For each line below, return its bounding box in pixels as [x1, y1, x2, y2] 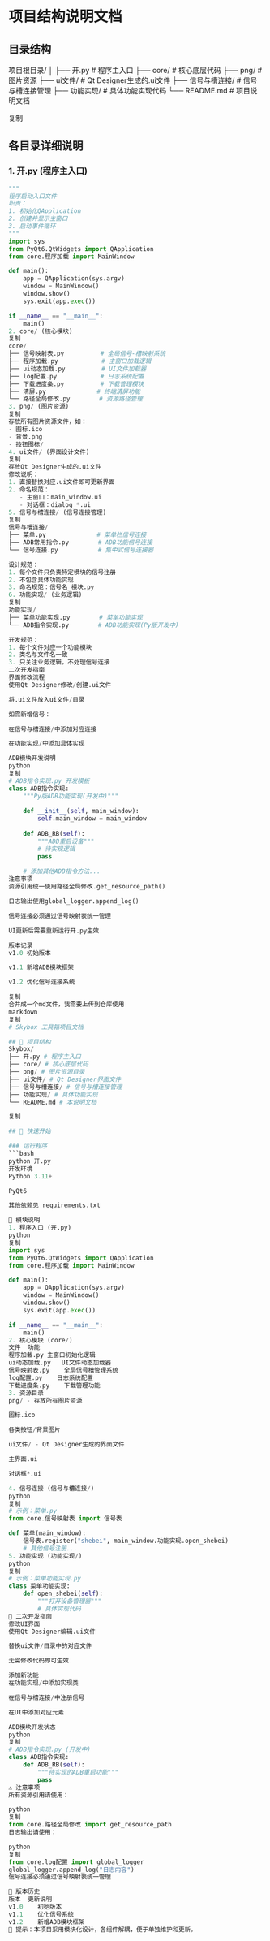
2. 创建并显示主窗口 [8, 214, 68, 223]
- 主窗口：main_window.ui [19, 493, 102, 501]
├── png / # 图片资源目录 [8, 1068, 85, 1076]
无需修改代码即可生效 [8, 1657, 69, 1665]
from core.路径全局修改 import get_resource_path [8, 1821, 172, 1829]
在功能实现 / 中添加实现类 [8, 1679, 79, 1688]
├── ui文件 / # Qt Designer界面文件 [8, 1075, 122, 1083]
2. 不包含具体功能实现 [8, 576, 75, 584]
